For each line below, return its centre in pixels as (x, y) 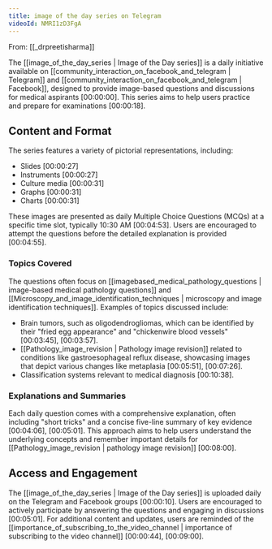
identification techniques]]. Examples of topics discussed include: (119, 307)
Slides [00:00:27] (49, 166)
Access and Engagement (73, 473)
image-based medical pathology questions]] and (90, 290)
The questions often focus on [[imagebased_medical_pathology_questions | (135, 281)
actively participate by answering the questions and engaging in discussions (136, 510)
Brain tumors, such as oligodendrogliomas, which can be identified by (137, 322)
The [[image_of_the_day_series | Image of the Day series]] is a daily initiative (136, 63)
